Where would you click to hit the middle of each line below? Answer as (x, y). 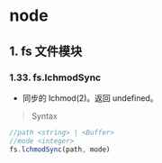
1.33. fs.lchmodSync (55, 77)
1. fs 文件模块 (46, 51)
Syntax (45, 116)
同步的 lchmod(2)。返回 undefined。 (90, 98)
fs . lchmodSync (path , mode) (60, 149)
